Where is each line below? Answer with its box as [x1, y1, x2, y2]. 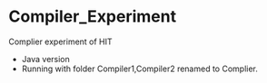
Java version [21, 53, 70, 64]
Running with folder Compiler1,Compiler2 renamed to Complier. [21, 63, 258, 74]
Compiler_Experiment [8, 6, 177, 27]
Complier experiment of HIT [8, 36, 113, 47]
